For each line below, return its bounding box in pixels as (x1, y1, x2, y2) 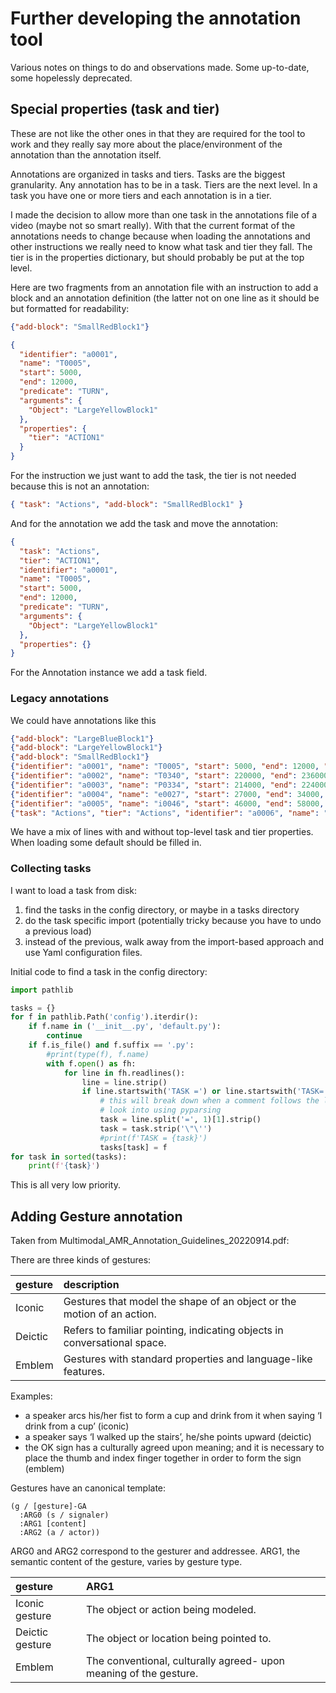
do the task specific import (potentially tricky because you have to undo (24, 914, 322, 926)
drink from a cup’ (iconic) (24, 1420, 130, 1432)
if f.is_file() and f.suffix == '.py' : (28, 1040, 195, 1051)
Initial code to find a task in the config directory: (10, 965, 208, 977)
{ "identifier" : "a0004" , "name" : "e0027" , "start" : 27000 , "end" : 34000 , (10, 789, 325, 799)
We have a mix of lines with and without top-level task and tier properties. (10, 826, 314, 838)
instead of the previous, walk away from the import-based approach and (24, 935, 324, 947)
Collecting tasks (10, 862, 92, 876)
